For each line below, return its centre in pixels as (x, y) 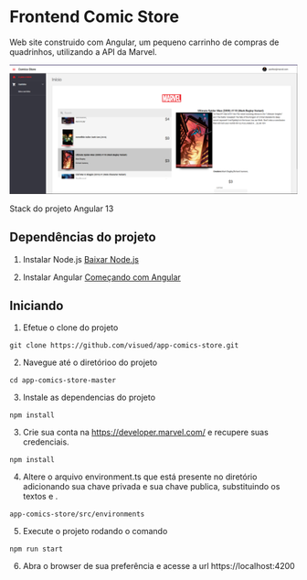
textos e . (40, 497)
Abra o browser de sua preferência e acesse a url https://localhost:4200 (159, 566)
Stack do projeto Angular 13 (62, 209)
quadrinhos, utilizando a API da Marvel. (83, 51)
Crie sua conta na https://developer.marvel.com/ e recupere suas (146, 433)
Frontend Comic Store (95, 17)
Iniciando (37, 306)
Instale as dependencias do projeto (89, 397)
